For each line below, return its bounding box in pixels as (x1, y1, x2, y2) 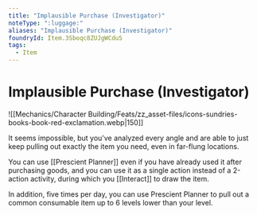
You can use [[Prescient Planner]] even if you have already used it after (8, 157, 243, 166)
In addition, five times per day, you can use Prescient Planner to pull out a (8, 189, 249, 199)
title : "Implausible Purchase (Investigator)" (8, 11, 165, 20)
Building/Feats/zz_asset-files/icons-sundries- (88, 109, 238, 119)
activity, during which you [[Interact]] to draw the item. (30, 174, 209, 183)
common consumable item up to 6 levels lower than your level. (8, 197, 213, 207)
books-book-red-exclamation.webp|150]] (8, 117, 144, 127)
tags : (8, 41, 26, 49)
